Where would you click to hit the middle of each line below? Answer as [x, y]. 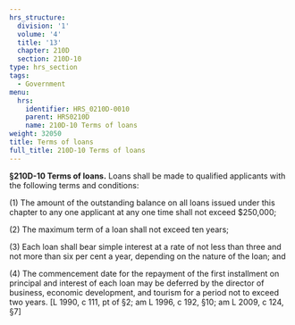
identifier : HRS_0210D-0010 [77, 109]
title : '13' [40, 42]
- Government [42, 84]
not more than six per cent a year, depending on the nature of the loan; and [147, 256]
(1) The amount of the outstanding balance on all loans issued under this [142, 203]
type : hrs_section [43, 68]
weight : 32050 [36, 134]
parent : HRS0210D [58, 117]
